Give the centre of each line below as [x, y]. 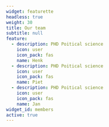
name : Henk [30, 60]
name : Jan [29, 104]
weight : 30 [19, 22]
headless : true [25, 17]
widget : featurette [30, 11]
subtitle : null [25, 33]
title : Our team [26, 28]
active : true [22, 115]
